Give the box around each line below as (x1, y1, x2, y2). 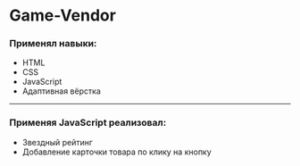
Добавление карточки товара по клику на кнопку (21, 146, 212, 157)
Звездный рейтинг (21, 137, 94, 147)
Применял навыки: (9, 37, 97, 50)
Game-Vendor (9, 5, 116, 26)
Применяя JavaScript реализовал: (9, 117, 167, 129)
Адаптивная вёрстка (21, 86, 101, 96)
